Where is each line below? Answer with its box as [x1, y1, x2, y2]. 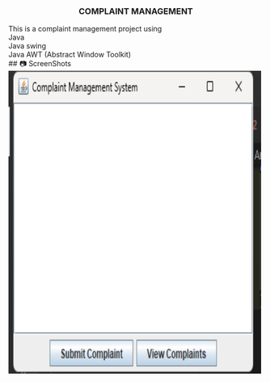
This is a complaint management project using [8, 24, 162, 34]
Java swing [8, 41, 47, 51]
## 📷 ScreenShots [8, 59, 71, 69]
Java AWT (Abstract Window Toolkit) [8, 50, 132, 60]
